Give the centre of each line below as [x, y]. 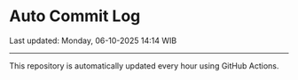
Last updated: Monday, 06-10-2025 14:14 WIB [93, 40]
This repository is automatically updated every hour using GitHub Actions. [144, 65]
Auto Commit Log [75, 16]
